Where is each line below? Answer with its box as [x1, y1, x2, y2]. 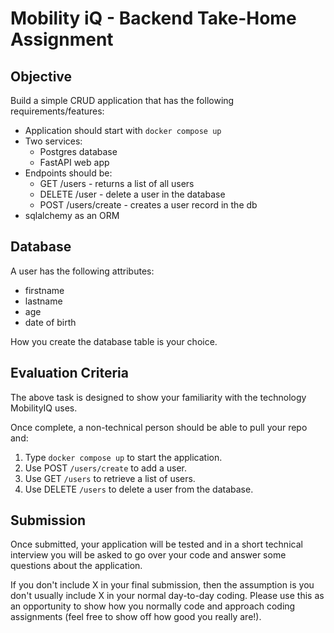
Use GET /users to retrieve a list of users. [24, 472, 196, 484]
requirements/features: [10, 105, 105, 117]
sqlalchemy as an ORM [24, 210, 120, 221]
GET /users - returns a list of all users [39, 178, 195, 189]
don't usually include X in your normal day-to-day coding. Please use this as [10, 590, 325, 602]
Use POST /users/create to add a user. [24, 462, 188, 474]
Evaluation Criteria [10, 365, 129, 382]
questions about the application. [10, 560, 143, 572]
